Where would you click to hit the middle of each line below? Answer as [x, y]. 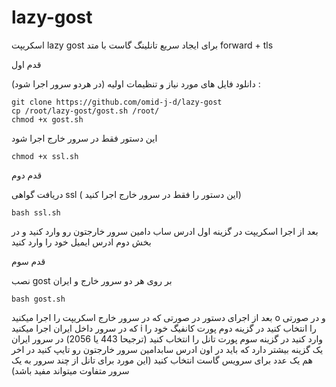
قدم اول [26, 64]
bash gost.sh [38, 299]
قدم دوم [27, 175]
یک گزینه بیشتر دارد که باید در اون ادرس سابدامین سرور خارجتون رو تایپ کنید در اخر [167, 349]
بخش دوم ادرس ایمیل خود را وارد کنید [81, 242]
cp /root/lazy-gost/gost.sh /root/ [85, 111]
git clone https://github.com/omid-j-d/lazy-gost [117, 102]
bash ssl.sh [36, 212]
